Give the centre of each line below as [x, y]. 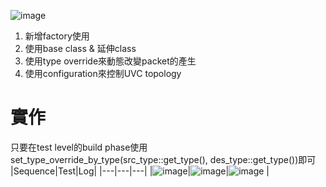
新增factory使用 [57, 36]
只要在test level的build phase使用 [79, 147]
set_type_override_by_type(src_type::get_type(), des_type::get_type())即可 [163, 159]
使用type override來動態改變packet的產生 [110, 61]
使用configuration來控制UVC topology [103, 73]
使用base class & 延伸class [80, 48]
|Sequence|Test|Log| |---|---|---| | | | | [140, 171]
